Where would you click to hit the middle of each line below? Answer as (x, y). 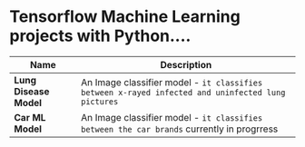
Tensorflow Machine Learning (125, 17)
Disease (32, 91)
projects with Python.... (100, 36)
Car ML (30, 117)
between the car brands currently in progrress (179, 129)
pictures (99, 101)
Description (186, 64)
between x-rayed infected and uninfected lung (183, 92)
